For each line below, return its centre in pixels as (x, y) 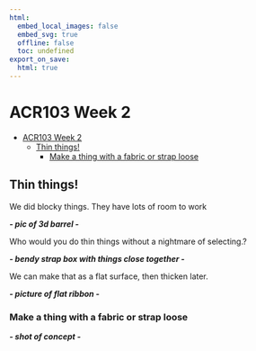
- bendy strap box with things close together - (97, 258)
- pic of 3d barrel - (44, 224)
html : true (38, 68)
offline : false (46, 43)
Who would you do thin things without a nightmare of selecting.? (128, 241)
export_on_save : (40, 59)
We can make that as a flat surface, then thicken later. (109, 276)
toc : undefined (46, 51)
